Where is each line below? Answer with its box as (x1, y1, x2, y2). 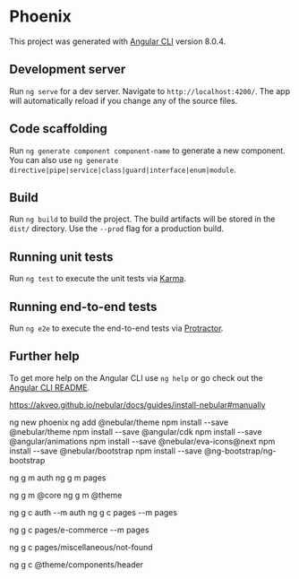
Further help (9, 349, 81, 364)
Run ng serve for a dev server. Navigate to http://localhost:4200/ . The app (9, 85, 291, 96)
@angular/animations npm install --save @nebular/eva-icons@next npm (9, 436, 276, 446)
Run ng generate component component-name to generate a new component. (9, 145, 286, 156)
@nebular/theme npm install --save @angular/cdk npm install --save (9, 426, 262, 436)
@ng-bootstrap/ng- (204, 445, 277, 456)
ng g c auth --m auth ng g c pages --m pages (9, 506, 177, 517)
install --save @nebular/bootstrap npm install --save (9, 445, 203, 456)
